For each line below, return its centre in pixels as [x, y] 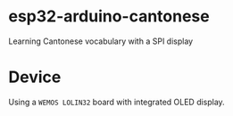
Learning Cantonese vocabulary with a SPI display [101, 41]
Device [35, 77]
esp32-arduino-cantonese [109, 17]
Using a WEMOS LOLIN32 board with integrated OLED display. [116, 102]
